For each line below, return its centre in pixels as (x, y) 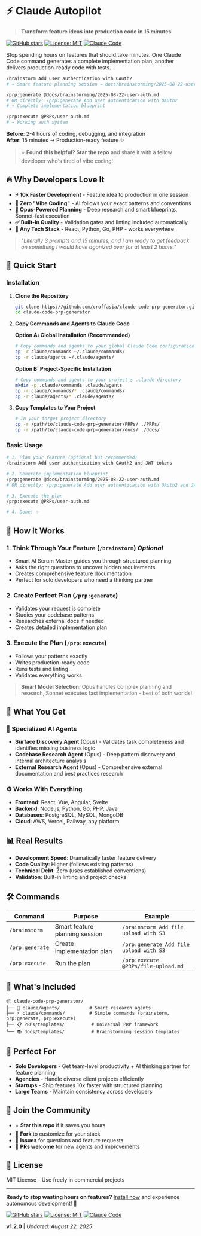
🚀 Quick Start (31, 266)
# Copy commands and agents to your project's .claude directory (98, 380)
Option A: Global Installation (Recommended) (72, 335)
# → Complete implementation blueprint (56, 106)
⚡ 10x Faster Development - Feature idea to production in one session (102, 194)
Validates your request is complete (57, 608)
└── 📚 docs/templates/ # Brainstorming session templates (93, 1032)
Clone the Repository (42, 295)
